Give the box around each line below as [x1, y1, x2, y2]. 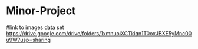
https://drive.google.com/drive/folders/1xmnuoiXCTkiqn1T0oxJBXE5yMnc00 [6, 30, 192, 37]
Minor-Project [6, 4, 76, 18]
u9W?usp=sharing [6, 36, 51, 43]
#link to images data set [6, 24, 64, 31]
